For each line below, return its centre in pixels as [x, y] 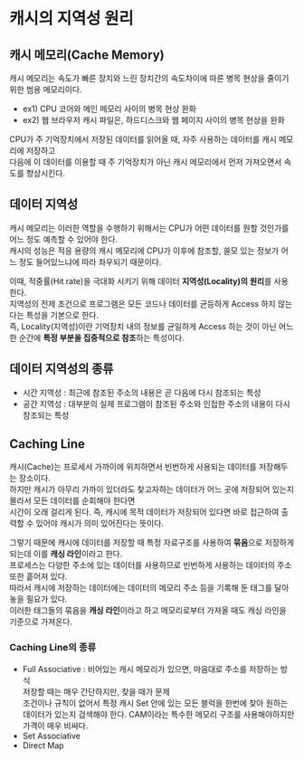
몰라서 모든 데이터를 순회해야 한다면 [72, 501]
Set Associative [52, 736]
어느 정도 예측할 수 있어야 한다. [64, 239]
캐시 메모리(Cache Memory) [87, 55]
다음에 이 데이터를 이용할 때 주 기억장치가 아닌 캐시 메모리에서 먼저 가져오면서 [146, 162]
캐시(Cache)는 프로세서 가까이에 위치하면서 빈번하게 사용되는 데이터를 [133, 467]
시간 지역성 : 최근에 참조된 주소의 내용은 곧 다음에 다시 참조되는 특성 [142, 392]
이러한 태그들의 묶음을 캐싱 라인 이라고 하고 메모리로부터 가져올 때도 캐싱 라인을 [148, 611]
